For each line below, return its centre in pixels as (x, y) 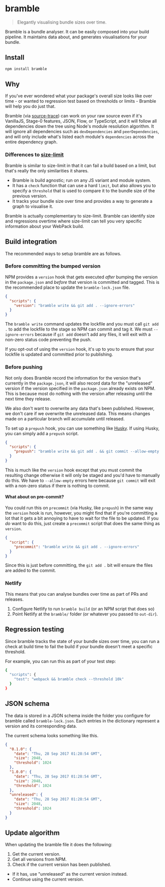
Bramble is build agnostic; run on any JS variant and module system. (82, 180)
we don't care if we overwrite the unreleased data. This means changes (78, 414)
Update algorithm (32, 833)
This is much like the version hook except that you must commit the (74, 470)
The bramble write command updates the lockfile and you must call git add (82, 324)
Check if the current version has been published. (62, 864)
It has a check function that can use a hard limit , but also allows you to (84, 185)
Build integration (31, 242)
